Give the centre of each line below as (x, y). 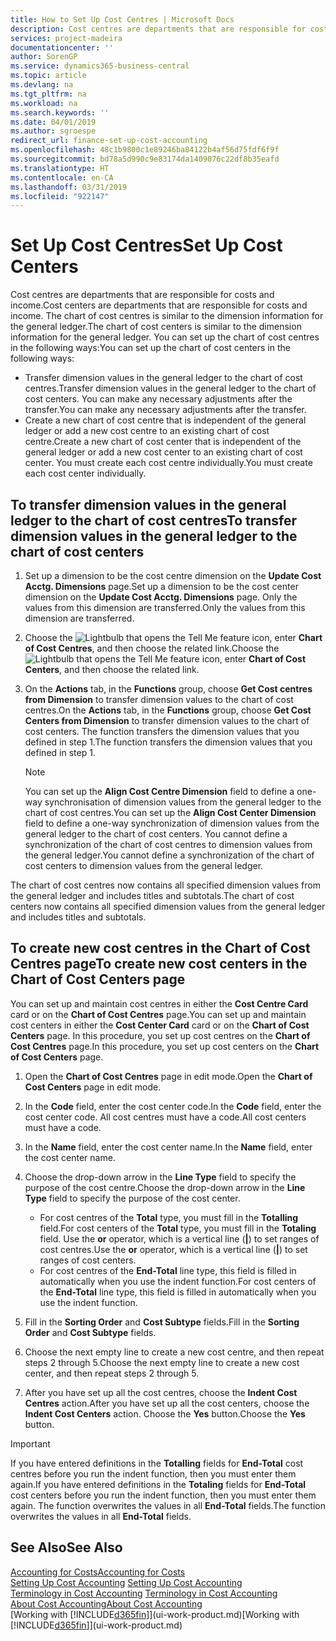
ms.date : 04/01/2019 (53, 122)
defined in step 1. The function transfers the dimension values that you (168, 742)
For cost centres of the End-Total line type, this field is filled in (168, 1270)
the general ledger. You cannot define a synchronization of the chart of (169, 855)
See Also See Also (66, 1547)
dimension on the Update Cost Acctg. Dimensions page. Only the (161, 597)
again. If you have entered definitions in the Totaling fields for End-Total (158, 1484)
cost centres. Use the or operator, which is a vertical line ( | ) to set (173, 1249)
